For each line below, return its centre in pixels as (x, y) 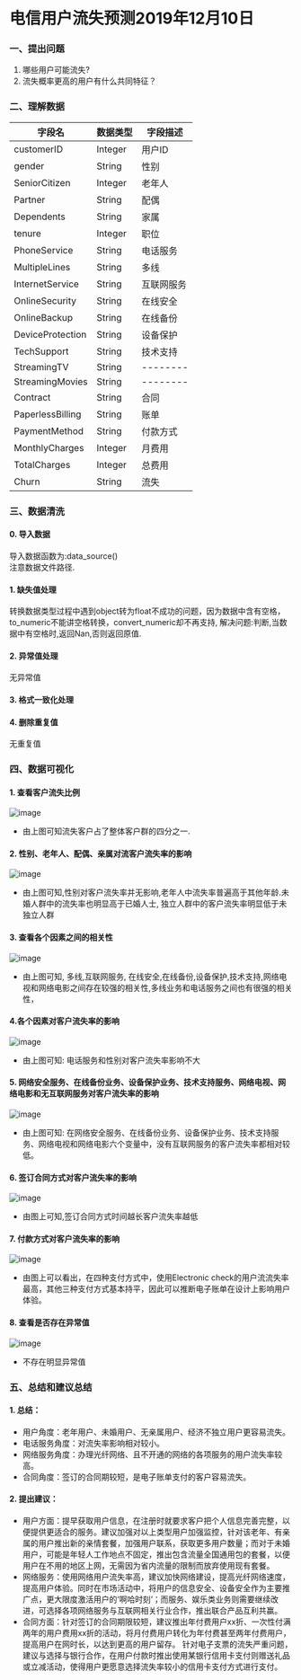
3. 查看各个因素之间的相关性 (62, 937)
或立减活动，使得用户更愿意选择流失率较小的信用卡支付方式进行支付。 (152, 1667)
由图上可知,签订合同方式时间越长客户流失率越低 (110, 1216)
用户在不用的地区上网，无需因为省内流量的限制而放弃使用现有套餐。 (148, 1565)
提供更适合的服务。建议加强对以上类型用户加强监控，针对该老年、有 (156, 1532)
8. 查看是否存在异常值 (49, 1322)
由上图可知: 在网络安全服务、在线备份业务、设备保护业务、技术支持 (146, 1133)
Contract (32, 397)
